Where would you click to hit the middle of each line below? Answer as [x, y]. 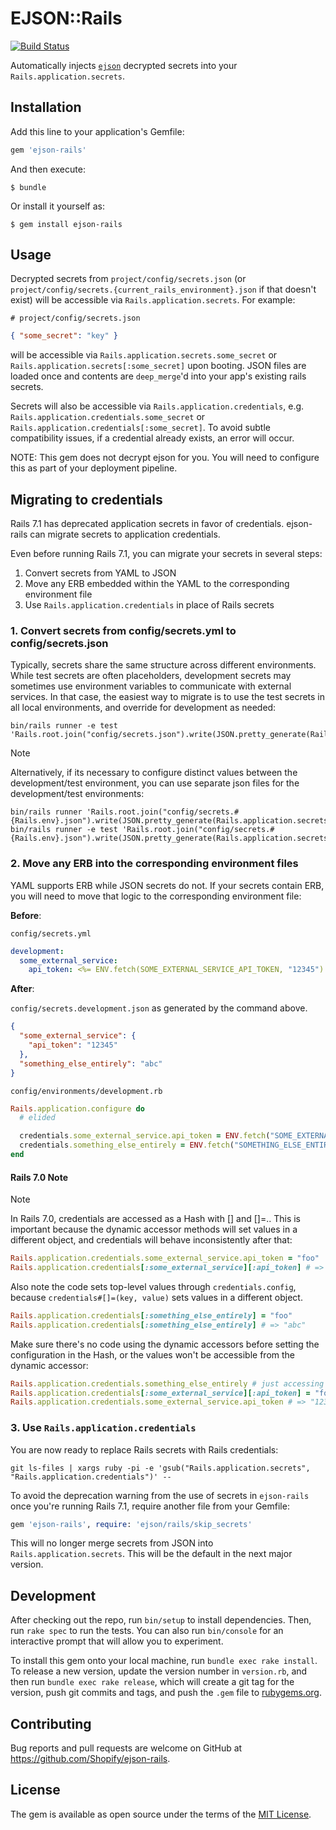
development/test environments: [77, 794]
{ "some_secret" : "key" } [64, 336]
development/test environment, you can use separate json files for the [155, 783]
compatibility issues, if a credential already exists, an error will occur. [152, 438]
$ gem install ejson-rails [66, 224]
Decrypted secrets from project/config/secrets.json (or [128, 279]
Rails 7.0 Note [39, 1177]
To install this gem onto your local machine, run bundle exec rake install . [164, 1661]
